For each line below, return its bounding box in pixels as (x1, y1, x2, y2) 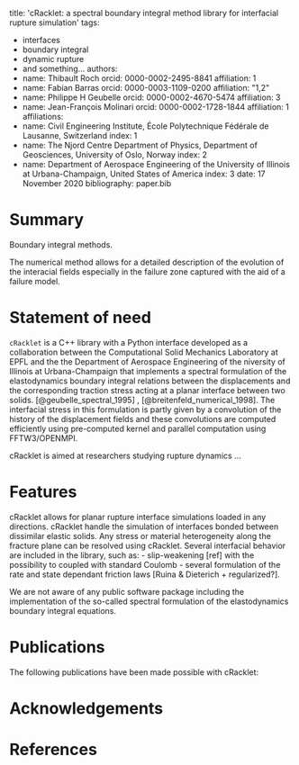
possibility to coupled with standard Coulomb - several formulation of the (9, 559, 281, 570)
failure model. (9, 275, 60, 286)
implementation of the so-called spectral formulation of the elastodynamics (9, 596, 289, 607)
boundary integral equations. (9, 605, 117, 616)
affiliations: (22, 112, 64, 121)
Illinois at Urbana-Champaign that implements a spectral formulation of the (9, 365, 287, 376)
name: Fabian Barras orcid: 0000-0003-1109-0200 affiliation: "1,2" (22, 83, 270, 93)
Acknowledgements (9, 697, 164, 718)
